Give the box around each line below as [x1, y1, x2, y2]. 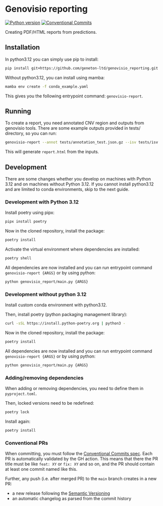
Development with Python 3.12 [5, 198, 79, 205]
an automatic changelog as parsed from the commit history [12, 496, 132, 502]
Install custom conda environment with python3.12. [5, 302, 107, 308]
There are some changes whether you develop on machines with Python [5, 176, 151, 182]
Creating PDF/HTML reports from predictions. [5, 29, 97, 35]
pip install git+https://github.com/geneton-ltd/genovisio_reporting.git [5, 66, 159, 70]
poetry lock [5, 410, 29, 414]
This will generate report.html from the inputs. [5, 149, 99, 155]
